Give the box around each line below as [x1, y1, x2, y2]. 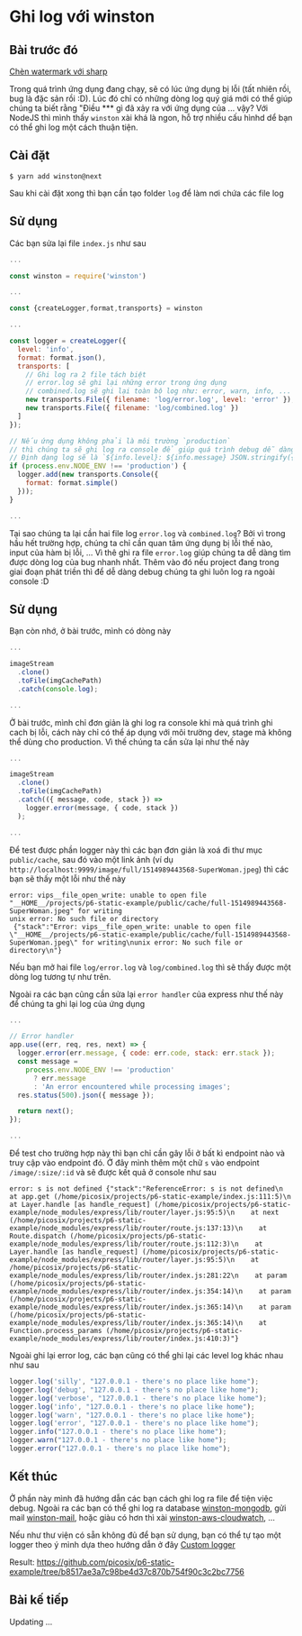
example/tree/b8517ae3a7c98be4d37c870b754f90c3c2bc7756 [9, 1566, 244, 1577]
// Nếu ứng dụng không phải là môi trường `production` [9, 436, 231, 445]
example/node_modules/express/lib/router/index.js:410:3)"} [9, 1334, 240, 1344]
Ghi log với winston [9, 6, 155, 27]
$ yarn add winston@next [9, 171, 102, 181]
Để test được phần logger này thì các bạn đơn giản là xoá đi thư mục [9, 845, 263, 855]
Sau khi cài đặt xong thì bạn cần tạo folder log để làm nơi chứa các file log [9, 187, 285, 198]
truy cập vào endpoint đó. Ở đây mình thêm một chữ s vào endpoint [9, 1157, 260, 1168]
